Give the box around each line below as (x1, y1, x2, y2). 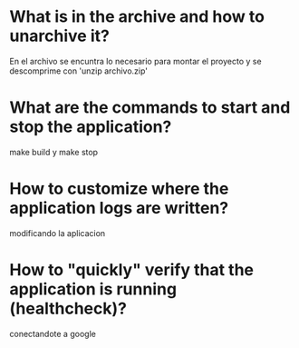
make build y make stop (9, 146, 98, 157)
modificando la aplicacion (9, 227, 106, 238)
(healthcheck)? (9, 298, 127, 319)
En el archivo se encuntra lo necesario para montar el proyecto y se (9, 55, 262, 66)
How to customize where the (9, 179, 229, 199)
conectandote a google (9, 328, 97, 339)
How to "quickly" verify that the (9, 260, 255, 280)
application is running (9, 279, 178, 299)
